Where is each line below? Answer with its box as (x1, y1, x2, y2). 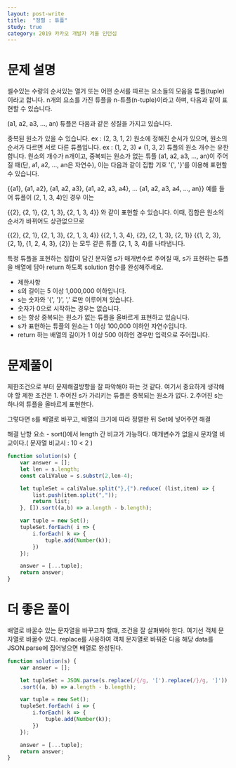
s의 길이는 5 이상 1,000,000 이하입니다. (17, 287, 126, 295)
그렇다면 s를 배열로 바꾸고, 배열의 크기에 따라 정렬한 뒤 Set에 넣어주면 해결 (7, 415, 211, 424)
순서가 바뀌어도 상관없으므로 (7, 217, 85, 226)
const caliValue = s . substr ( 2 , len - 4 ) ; (20, 472, 133, 479)
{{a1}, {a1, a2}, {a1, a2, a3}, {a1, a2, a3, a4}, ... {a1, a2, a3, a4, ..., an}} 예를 (7, 184, 218, 193)
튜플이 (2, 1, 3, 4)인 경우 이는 (14, 193, 95, 202)
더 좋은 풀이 (7, 601, 70, 618)
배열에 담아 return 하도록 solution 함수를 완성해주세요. (14, 263, 164, 271)
